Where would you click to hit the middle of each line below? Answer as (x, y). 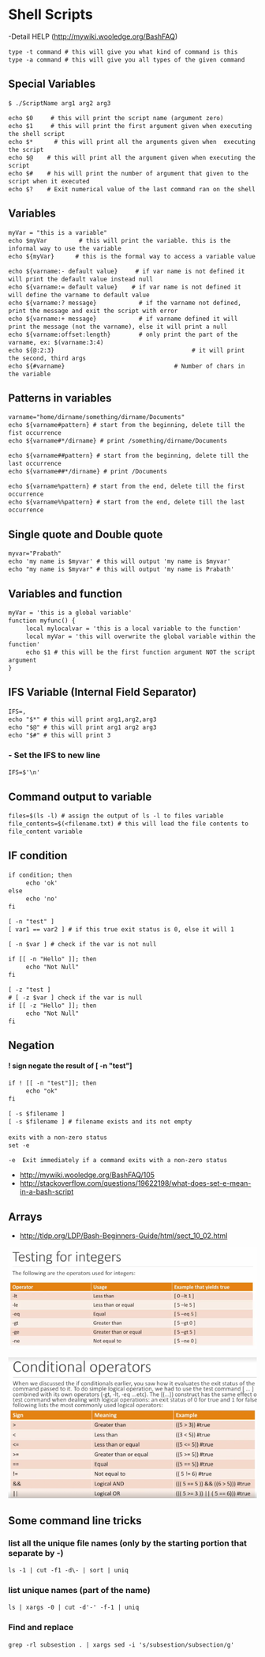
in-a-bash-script (47, 1192)
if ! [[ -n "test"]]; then (52, 1083)
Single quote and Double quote (86, 534)
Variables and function (65, 593)
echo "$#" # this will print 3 (60, 735)
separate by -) (36, 1553)
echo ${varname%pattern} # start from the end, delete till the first (127, 487)
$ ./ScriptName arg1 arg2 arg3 (60, 103)
